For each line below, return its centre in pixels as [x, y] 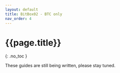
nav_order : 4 [18, 18]
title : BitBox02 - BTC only [34, 14]
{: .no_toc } [16, 56]
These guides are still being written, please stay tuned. [60, 66]
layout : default [22, 9]
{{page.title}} [33, 43]
